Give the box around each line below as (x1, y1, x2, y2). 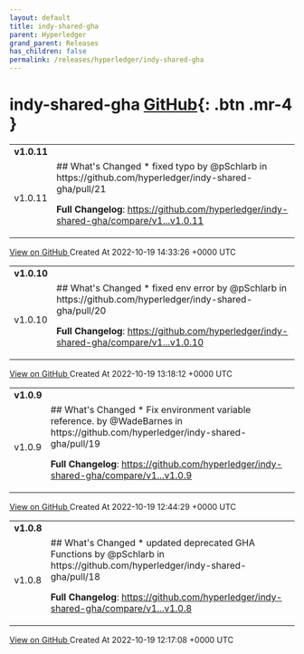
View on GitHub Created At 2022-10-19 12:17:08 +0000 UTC (9, 634, 233, 645)
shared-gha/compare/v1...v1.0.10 (56, 336, 204, 349)
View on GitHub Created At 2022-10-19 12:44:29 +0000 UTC (9, 501, 237, 512)
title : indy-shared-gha (9, 22, 100, 31)
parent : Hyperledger (9, 30, 88, 39)
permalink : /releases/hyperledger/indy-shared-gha (9, 55, 204, 64)
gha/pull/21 (56, 182, 107, 195)
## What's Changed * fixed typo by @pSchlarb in (56, 159, 268, 172)
